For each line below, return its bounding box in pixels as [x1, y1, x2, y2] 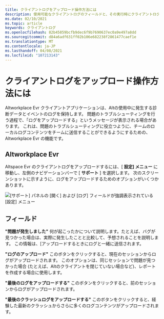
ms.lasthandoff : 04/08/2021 [5, 48, 62, 53]
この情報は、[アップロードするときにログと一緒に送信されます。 [14, 240, 144, 246]
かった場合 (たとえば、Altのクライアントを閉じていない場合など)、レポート [5, 263, 156, 269]
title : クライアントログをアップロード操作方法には [5, 7, 97, 12]
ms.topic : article [5, 21, 42, 26]
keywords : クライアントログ [5, 26, 56, 30]
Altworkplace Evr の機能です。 [5, 135, 66, 141]
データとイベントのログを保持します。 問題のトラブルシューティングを [9, 111, 151, 117]
